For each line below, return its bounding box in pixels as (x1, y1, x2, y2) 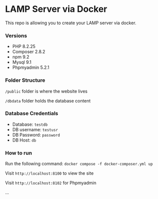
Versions (5, 32, 27, 39)
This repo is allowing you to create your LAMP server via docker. (5, 20, 137, 26)
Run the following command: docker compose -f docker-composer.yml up (5, 161, 153, 167)
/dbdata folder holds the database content (5, 98, 91, 103)
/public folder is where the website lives (5, 88, 88, 94)
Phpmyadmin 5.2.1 (12, 64, 49, 70)
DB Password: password (12, 132, 60, 138)
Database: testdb (12, 121, 48, 127)
